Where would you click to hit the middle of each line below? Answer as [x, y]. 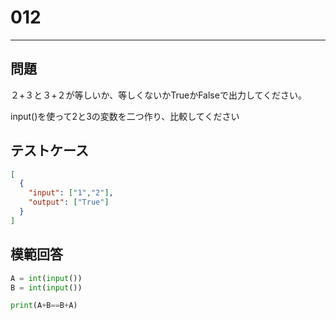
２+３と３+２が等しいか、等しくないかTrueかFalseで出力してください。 [159, 95]
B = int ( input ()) [46, 287]
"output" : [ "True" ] [69, 202]
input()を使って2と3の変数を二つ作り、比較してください [125, 116]
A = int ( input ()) [46, 278]
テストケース [49, 151]
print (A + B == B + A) [44, 306]
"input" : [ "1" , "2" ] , [71, 193]
